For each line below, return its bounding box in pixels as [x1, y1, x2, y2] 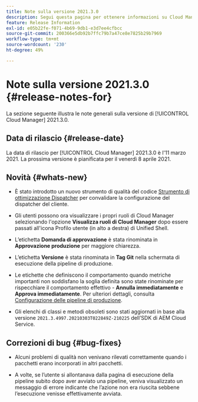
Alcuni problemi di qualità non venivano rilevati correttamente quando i [14, 354, 187, 361]
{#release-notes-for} [6, 90, 113, 103]
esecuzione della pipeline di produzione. [14, 260, 113, 267]
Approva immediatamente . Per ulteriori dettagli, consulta [14, 290, 155, 297]
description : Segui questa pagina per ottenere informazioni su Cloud [6, 14, 183, 20]
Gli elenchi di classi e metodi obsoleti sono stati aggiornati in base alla [14, 308, 184, 315]
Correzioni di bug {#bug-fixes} [6, 338, 122, 348]
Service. [14, 320, 35, 328]
